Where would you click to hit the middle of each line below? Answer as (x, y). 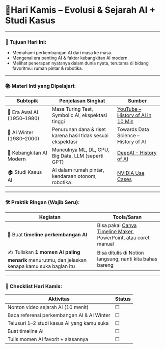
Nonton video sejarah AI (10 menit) (48, 307)
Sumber (137, 100)
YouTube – (129, 109)
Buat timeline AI (26, 331)
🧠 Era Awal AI (23, 112)
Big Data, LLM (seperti (78, 156)
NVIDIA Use (131, 173)
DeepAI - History (137, 153)
